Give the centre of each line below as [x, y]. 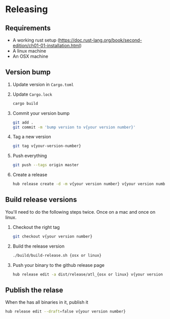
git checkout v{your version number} [53, 236]
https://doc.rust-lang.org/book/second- [100, 40]
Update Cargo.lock [32, 94]
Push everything [30, 156]
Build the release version [39, 246]
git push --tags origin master [46, 165]
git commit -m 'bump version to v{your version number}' [74, 127]
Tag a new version [32, 137]
